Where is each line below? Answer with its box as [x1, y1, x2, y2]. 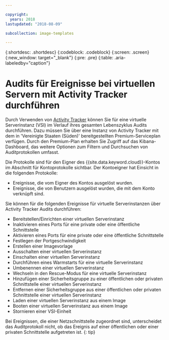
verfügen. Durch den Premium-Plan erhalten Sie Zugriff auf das [5, 139, 138, 145]
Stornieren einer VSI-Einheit [12, 308, 71, 314]
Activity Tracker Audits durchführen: [5, 206, 81, 212]
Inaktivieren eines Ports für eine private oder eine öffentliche [12, 221, 140, 228]
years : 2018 [10, 16, 36, 22]
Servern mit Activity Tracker [5, 89, 128, 100]
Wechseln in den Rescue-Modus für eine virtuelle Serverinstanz [12, 270, 147, 277]
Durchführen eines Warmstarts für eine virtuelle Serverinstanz [12, 259, 144, 266]
